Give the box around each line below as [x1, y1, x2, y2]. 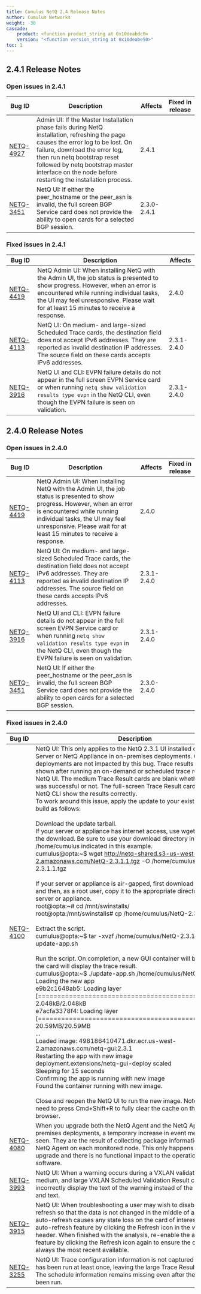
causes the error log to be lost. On [36, 138, 133, 146]
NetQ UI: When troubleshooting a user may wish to [35, 1201, 178, 1209]
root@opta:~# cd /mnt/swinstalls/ [35, 901, 130, 910]
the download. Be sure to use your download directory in [35, 834, 194, 843]
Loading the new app [35, 976, 95, 985]
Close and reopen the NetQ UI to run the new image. [35, 1096, 182, 1105]
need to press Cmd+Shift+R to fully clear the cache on [35, 1104, 188, 1112]
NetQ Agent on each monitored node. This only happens [35, 1144, 194, 1152]
